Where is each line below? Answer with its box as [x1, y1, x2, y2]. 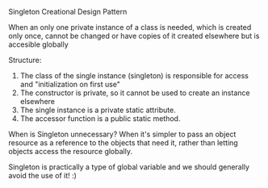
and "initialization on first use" [19, 80, 121, 89]
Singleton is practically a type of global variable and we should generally [8, 162, 250, 172]
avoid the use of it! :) [8, 171, 77, 180]
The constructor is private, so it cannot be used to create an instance [19, 88, 250, 98]
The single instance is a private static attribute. [19, 105, 176, 115]
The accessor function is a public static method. [19, 114, 181, 123]
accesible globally [8, 40, 69, 49]
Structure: [8, 56, 42, 65]
